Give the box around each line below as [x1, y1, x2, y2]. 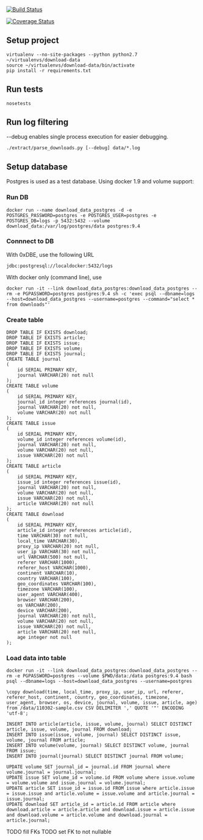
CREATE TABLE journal [6, 356, 62, 363]
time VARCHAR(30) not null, [17, 532, 88, 539]
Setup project [6, 35, 59, 46]
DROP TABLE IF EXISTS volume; [6, 345, 84, 352]
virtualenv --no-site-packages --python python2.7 [6, 51, 138, 57]
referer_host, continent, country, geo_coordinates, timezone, [6, 694, 171, 701]
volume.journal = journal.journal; [6, 769, 97, 776]
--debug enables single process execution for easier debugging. [6, 133, 169, 141]
